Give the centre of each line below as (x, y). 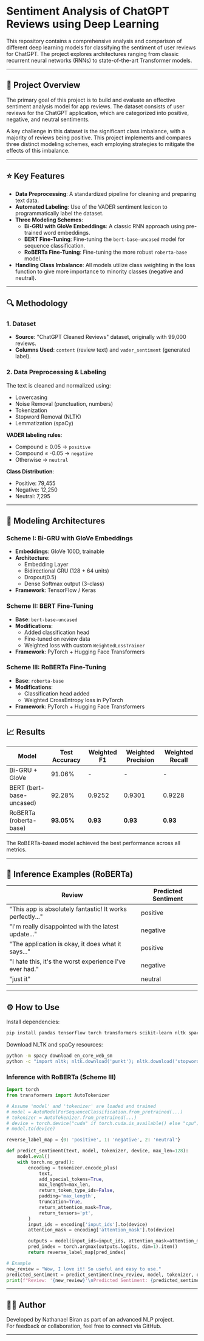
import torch (23, 1090)
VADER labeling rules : (34, 435)
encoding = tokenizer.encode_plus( (73, 1168)
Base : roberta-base (39, 680)
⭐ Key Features (36, 176)
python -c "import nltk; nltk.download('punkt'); (70, 1062)
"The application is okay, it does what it (65, 944)
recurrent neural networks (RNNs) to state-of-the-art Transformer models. (99, 60)
